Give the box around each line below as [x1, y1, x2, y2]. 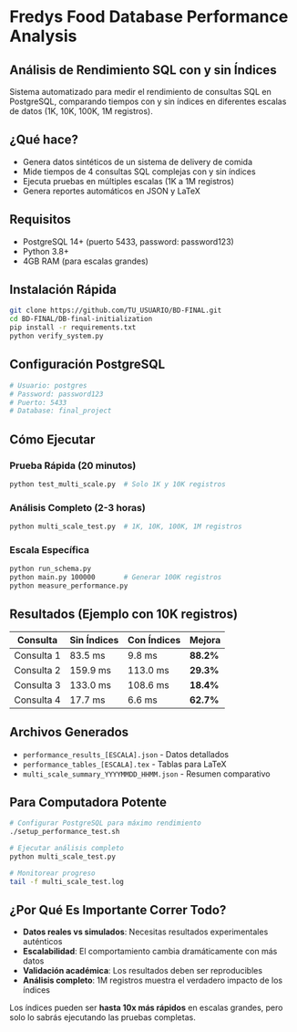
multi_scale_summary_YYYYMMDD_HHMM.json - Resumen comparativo [22, 768, 271, 779]
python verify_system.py [9, 331, 104, 341]
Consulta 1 [14, 649, 61, 662]
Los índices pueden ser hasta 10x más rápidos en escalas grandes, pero [9, 1002, 283, 1014]
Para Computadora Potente [9, 794, 167, 809]
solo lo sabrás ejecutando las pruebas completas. [9, 1012, 196, 1023]
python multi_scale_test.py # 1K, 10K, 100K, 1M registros [9, 522, 243, 531]
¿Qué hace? [9, 132, 79, 148]
